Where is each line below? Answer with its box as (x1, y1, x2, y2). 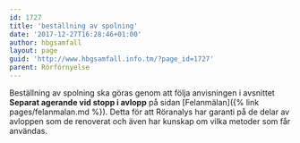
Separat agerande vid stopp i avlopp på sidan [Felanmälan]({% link (9, 97, 260, 107)
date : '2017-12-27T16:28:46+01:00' (9, 29, 142, 38)
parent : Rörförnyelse (9, 63, 90, 72)
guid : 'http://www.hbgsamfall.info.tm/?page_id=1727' (9, 55, 215, 63)
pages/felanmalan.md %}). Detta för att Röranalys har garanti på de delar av (9, 106, 290, 117)
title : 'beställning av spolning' (9, 21, 139, 30)
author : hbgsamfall (9, 38, 82, 47)
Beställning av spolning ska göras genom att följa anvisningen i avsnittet (9, 87, 275, 98)
